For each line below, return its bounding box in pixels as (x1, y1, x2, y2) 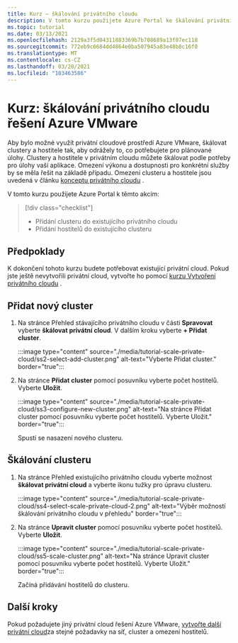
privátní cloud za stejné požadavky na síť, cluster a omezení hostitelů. (7, 627, 209, 636)
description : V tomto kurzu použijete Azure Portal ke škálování (7, 17, 204, 24)
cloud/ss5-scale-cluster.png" (17, 552, 104, 560)
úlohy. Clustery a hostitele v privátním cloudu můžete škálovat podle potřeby (7, 154, 231, 162)
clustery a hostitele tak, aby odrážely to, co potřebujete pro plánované (7, 146, 212, 154)
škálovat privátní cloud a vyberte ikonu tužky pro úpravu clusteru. (17, 480, 212, 489)
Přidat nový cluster (7, 300, 93, 312)
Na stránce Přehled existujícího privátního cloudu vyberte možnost (17, 472, 212, 482)
